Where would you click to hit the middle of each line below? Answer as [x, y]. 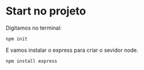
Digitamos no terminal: [34, 28]
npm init [17, 39]
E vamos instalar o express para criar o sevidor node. [72, 50]
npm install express [32, 61]
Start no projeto [46, 11]
